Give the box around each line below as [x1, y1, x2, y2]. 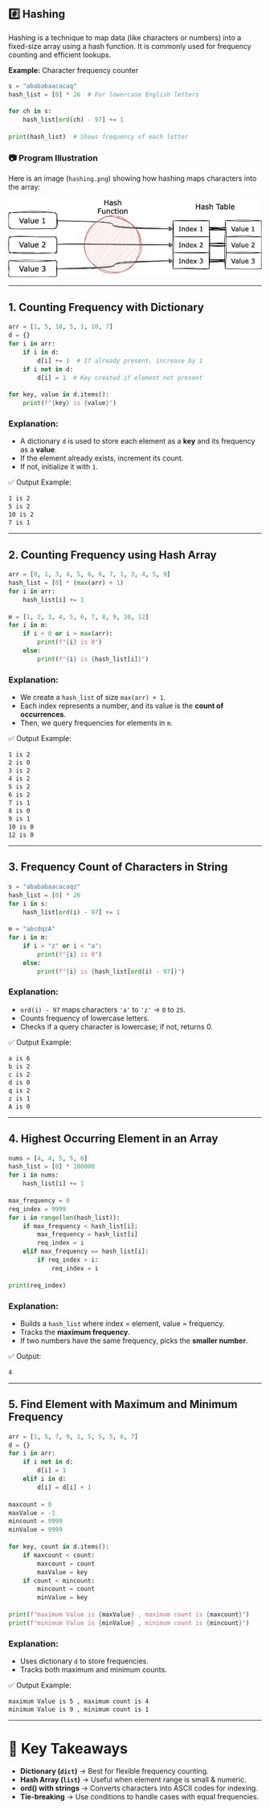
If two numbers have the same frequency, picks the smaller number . [19, 1336, 248, 1345]
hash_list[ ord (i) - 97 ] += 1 [22, 908, 121, 916]
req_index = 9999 [8, 1205, 67, 1213]
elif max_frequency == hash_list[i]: [22, 1247, 149, 1256]
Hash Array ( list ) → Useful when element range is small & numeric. [19, 1775, 247, 1785]
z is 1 [8, 1095, 31, 1103]
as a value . [19, 445, 58, 455]
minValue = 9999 [8, 1526, 63, 1534]
